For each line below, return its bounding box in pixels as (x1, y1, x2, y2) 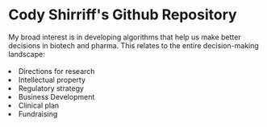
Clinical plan (19, 100, 60, 110)
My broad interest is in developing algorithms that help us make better (8, 32, 241, 42)
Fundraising (19, 109, 58, 118)
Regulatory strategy (19, 83, 85, 93)
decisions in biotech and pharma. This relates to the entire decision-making (8, 40, 260, 50)
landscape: (8, 49, 46, 59)
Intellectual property (19, 75, 86, 84)
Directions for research (19, 66, 95, 76)
